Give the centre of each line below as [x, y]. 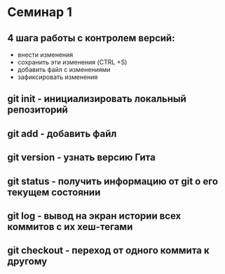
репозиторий [37, 110]
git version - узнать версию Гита [81, 158]
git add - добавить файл [62, 134]
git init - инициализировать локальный [97, 99]
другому [27, 262]
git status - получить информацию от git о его [113, 181]
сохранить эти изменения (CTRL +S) [72, 62]
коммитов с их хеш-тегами [70, 227]
